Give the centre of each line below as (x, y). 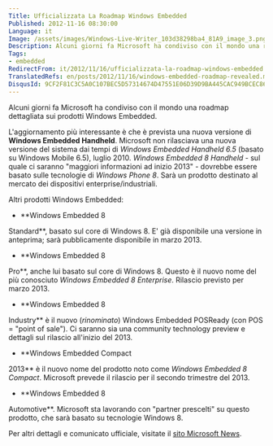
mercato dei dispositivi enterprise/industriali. (83, 183)
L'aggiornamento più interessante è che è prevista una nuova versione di (130, 132)
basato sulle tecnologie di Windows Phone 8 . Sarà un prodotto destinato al (133, 175)
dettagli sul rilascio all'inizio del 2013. (71, 337)
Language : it (30, 31)
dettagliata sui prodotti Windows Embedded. (83, 116)
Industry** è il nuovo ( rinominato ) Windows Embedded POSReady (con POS (136, 320)
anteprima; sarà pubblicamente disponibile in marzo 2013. (105, 239)
